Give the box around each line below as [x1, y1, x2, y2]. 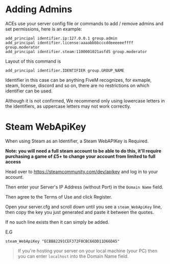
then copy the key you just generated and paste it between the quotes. [5, 209, 154, 215]
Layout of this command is [5, 58, 61, 64]
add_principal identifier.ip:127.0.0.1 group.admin [5, 36, 117, 41]
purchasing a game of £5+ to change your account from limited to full [5, 153, 156, 159]
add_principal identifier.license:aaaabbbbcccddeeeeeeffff [5, 40, 134, 45]
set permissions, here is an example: [5, 26, 83, 32]
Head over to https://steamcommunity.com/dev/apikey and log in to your [5, 169, 158, 175]
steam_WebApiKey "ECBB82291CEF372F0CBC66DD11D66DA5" [5, 238, 120, 244]
